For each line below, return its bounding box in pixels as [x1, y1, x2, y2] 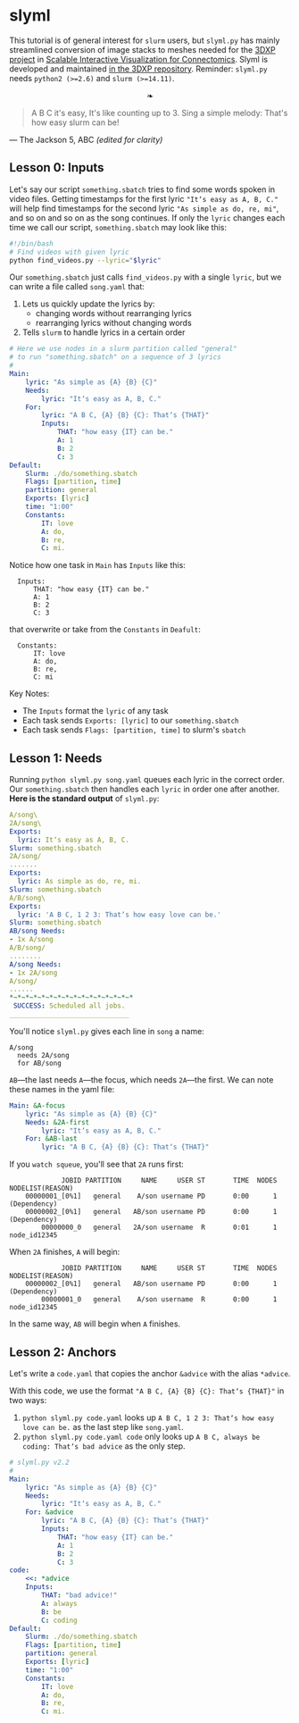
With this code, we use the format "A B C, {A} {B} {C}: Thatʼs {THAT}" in [9, 1385, 285, 1396]
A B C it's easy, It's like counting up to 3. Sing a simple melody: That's [30, 107, 288, 118]
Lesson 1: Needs [9, 750, 103, 765]
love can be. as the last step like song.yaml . [21, 1422, 185, 1432]
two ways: [9, 1395, 47, 1405]
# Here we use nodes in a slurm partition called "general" [9, 345, 238, 354]
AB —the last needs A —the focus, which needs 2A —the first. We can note [9, 1074, 274, 1085]
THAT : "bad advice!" [41, 1591, 118, 1600]
